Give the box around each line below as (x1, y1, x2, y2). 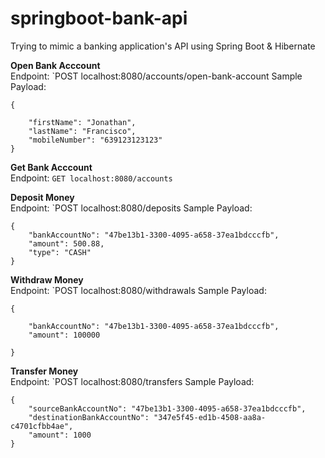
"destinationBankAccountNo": (28, 412, 150, 422)
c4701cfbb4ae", (10, 421, 74, 431)
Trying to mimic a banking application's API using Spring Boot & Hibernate (10, 40, 316, 52)
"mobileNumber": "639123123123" (28, 135, 163, 145)
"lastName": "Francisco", (28, 126, 137, 136)
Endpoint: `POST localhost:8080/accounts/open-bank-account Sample (10, 70, 303, 82)
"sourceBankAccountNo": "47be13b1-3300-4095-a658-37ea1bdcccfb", (28, 403, 307, 414)
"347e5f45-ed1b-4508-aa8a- (153, 412, 267, 422)
